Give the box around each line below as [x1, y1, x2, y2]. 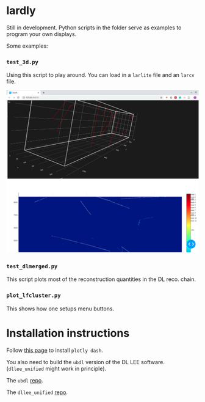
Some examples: [6, 42, 48, 49]
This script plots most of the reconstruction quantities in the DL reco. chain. [6, 276, 196, 283]
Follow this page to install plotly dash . [6, 346, 104, 354]
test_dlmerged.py [6, 263, 58, 269]
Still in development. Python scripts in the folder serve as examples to [6, 24, 182, 31]
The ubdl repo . [6, 376, 44, 384]
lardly [6, 4, 36, 18]
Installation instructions [6, 326, 130, 340]
